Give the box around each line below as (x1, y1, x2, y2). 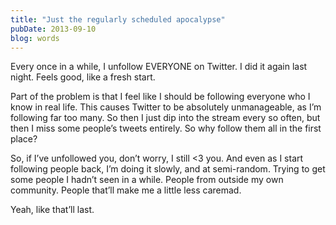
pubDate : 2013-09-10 (10, 24, 97, 34)
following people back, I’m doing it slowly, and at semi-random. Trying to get (10, 163, 326, 175)
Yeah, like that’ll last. (10, 204, 95, 216)
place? (10, 133, 38, 145)
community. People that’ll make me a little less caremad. (10, 184, 242, 196)
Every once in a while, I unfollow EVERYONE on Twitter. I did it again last (10, 61, 308, 73)
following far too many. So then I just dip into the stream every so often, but (10, 112, 321, 124)
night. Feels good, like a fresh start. (10, 71, 156, 83)
